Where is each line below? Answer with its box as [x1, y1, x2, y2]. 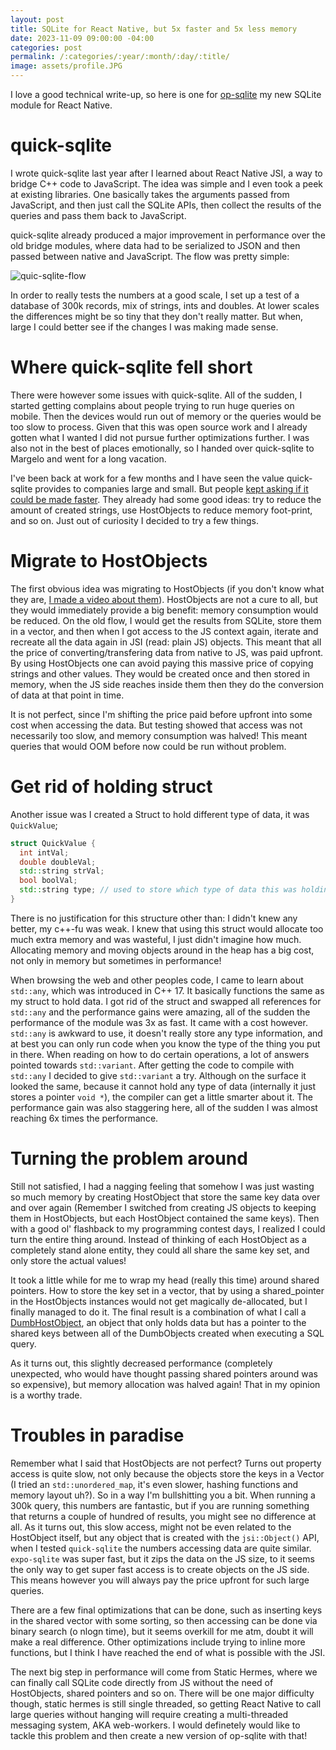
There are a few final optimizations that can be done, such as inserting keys [10, 1604, 323, 1616]
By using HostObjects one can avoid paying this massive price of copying [10, 657, 314, 669]
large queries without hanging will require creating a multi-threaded [10, 1708, 289, 1720]
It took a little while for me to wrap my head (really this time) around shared [10, 1274, 320, 1286]
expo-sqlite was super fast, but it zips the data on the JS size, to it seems [10, 1552, 315, 1565]
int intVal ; [19, 847, 70, 858]
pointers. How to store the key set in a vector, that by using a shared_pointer [10, 1284, 325, 1296]
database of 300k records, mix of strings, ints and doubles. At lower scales [10, 299, 320, 311]
